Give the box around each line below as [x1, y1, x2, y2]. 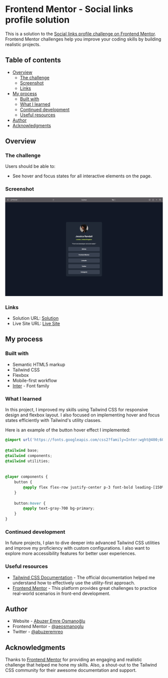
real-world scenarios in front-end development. [12, 590, 111, 596]
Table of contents [5, 56, 61, 65]
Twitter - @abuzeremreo [12, 629, 63, 635]
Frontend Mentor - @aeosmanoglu [12, 623, 84, 629]
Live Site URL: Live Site [12, 321, 60, 327]
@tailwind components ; [5, 453, 52, 458]
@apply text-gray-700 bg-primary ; [23, 506, 95, 511]
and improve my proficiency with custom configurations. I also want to [5, 545, 150, 551]
